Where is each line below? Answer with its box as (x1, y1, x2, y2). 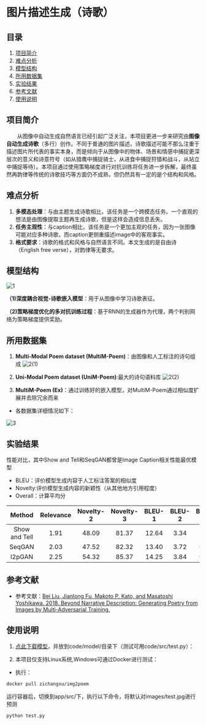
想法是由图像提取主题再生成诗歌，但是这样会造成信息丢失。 (15, 215, 166, 222)
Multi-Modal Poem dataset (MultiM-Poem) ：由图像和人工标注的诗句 (15, 353, 191, 360)
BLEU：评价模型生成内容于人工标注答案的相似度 (15, 477, 137, 484)
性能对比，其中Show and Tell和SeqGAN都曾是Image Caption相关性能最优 (6, 456, 192, 463)
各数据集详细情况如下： (15, 407, 75, 414)
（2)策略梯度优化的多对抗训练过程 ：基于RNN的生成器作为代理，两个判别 (6, 308, 190, 316)
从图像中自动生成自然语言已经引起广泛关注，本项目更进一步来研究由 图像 (17, 132, 200, 140)
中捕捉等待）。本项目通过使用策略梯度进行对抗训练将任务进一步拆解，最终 (6, 163, 192, 170)
